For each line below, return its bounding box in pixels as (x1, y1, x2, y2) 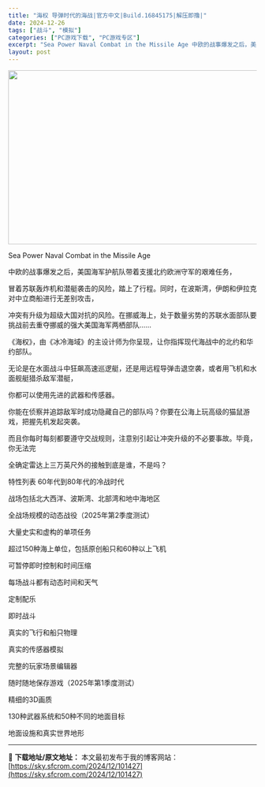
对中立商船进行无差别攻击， (8, 293, 99, 303)
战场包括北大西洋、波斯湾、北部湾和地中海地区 (8, 494, 160, 503)
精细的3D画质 (8, 695, 53, 704)
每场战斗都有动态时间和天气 (8, 577, 99, 587)
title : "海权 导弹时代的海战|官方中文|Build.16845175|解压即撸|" (8, 11, 207, 20)
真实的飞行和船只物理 (8, 628, 77, 637)
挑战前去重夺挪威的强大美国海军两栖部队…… (8, 320, 152, 330)
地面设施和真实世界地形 (8, 729, 84, 737)
